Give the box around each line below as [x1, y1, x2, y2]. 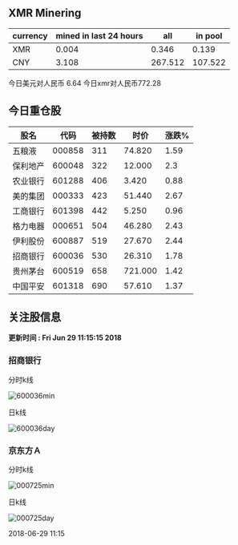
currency [12, 30, 48, 41]
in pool [196, 30, 223, 41]
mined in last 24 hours [55, 30, 143, 41]
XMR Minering [8, 6, 82, 20]
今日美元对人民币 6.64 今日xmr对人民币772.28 [8, 78, 162, 87]
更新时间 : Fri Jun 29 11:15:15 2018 [8, 333, 122, 343]
